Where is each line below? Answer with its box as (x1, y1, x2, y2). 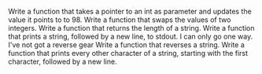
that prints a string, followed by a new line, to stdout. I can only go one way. (8, 31, 253, 41)
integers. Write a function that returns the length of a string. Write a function (8, 24, 255, 32)
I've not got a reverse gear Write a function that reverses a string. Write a (8, 40, 245, 50)
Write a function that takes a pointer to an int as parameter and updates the (8, 7, 252, 16)
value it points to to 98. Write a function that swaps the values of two (8, 15, 231, 24)
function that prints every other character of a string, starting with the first (8, 49, 249, 57)
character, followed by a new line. (8, 57, 117, 66)
